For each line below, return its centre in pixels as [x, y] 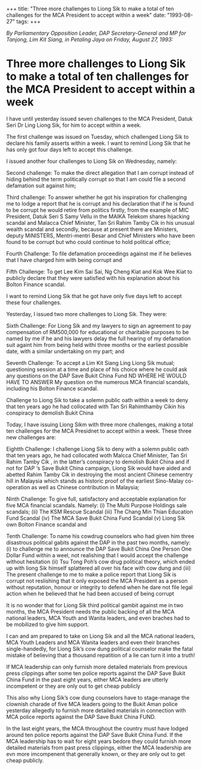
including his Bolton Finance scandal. [52, 388]
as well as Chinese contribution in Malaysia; [85, 487]
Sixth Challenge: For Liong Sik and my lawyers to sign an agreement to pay [99, 325]
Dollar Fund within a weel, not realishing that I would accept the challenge [97, 555]
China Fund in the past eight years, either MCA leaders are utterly [87, 679]
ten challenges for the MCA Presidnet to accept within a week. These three [99, 431]
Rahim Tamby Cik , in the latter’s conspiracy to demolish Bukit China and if [98, 462]
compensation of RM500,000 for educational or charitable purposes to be [97, 332]
